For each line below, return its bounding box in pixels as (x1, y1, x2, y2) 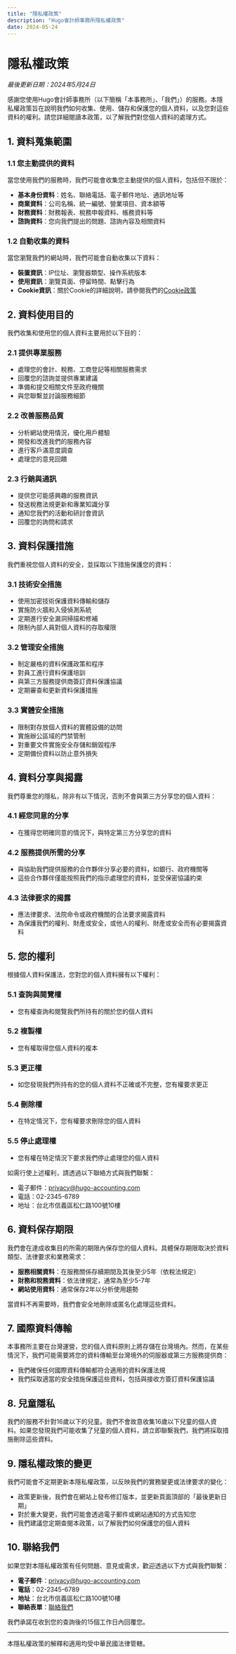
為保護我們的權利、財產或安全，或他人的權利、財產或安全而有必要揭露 (17, 919, 221, 928)
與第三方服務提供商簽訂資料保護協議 (17, 677, 123, 686)
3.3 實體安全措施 (7, 705, 64, 715)
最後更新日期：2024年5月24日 (7, 80, 96, 89)
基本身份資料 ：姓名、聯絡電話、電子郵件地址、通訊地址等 (17, 191, 184, 199)
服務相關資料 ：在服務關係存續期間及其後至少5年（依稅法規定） (17, 1267, 200, 1276)
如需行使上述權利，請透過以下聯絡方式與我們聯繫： (7, 1168, 155, 1177)
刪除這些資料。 (13, 1435, 57, 1444)
